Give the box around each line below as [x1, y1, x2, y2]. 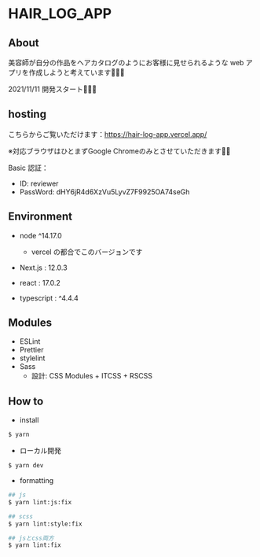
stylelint [19, 353, 46, 363]
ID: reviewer [19, 179, 59, 188]
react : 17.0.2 [19, 278, 61, 287]
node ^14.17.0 [19, 231, 63, 240]
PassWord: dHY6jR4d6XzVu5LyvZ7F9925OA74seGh [19, 186, 190, 197]
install [19, 415, 39, 425]
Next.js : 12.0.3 [19, 263, 68, 272]
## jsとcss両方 [8, 534, 54, 542]
